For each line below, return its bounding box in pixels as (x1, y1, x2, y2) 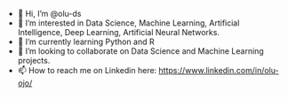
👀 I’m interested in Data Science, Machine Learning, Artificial (17, 18, 240, 28)
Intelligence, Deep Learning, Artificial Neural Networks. (17, 27, 220, 37)
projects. (17, 56, 51, 65)
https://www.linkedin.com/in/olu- (158, 65, 279, 75)
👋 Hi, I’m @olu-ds (17, 9, 82, 19)
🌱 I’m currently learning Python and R (17, 36, 155, 47)
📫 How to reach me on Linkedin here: (17, 65, 157, 75)
